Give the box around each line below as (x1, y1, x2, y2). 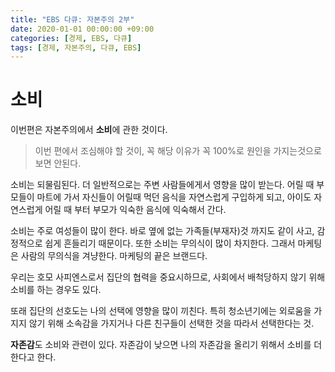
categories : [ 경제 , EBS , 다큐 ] (10, 33, 133, 43)
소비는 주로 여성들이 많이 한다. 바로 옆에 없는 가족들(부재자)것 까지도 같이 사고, (10, 225, 315, 237)
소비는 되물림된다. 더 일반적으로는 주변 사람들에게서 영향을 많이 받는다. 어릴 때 (10, 179, 315, 191)
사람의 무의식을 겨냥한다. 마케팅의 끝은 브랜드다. (20, 250, 208, 262)
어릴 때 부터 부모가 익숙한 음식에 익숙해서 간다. (44, 204, 227, 216)
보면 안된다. (34, 157, 82, 170)
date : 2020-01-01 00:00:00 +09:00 (10, 24, 155, 34)
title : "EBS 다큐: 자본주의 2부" (10, 14, 135, 25)
